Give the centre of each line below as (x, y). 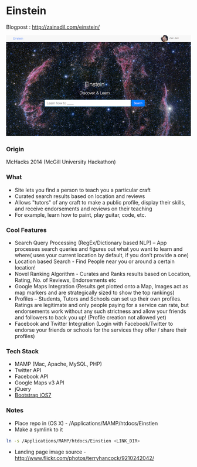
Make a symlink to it (39, 429)
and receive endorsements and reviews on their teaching (83, 209)
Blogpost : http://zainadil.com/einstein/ (53, 27)
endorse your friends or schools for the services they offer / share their (101, 330)
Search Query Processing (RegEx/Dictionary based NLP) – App (91, 243)
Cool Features (26, 230)
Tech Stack (23, 351)
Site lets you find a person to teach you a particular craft (83, 190)
